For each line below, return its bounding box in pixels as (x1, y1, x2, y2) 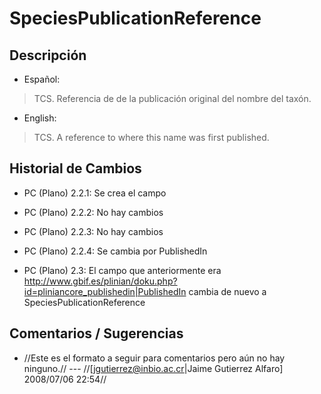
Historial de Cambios (9, 160, 142, 177)
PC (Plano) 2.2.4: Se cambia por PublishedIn (23, 245, 208, 257)
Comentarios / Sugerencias (9, 325, 184, 342)
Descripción (9, 47, 87, 64)
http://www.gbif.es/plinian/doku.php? (23, 275, 178, 287)
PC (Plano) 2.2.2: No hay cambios (23, 206, 164, 218)
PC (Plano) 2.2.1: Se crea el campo (23, 187, 167, 199)
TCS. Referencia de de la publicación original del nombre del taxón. (33, 93, 312, 104)
